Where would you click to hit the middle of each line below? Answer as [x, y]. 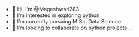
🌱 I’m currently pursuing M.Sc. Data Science [67, 21]
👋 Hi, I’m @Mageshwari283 [46, 9]
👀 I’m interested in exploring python [56, 15]
